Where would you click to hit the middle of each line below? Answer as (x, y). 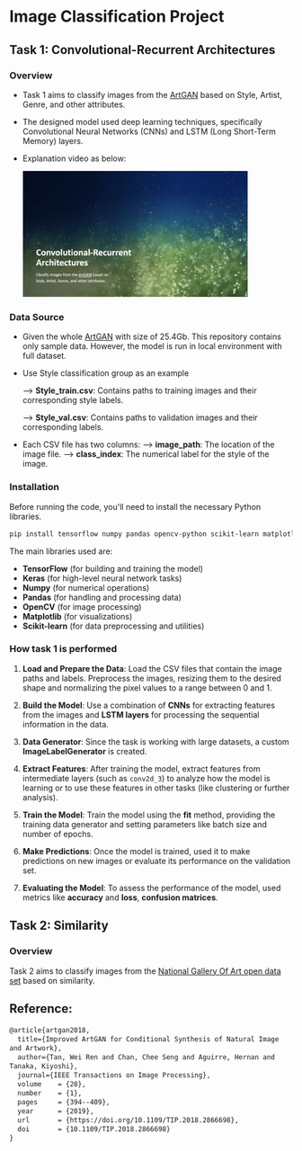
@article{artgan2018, (50, 1031)
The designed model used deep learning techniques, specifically (142, 121)
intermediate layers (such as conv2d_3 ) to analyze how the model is (147, 778)
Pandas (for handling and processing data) (102, 597)
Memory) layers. (53, 140)
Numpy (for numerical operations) (86, 587)
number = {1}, (50, 1093)
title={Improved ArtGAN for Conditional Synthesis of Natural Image (148, 1039)
